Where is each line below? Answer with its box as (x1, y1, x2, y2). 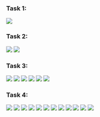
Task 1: (6, 4, 27, 13)
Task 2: (6, 32, 28, 41)
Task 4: (6, 91, 29, 99)
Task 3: (6, 61, 28, 70)
